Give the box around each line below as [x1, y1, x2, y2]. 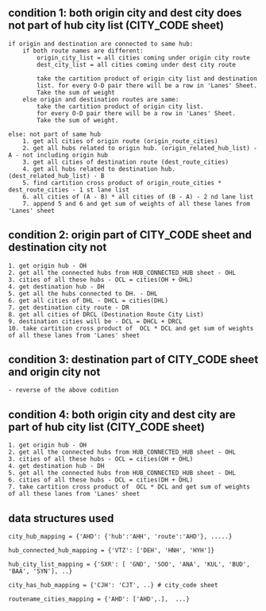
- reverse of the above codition [8, 386, 119, 394]
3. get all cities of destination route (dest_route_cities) [22, 158, 229, 166]
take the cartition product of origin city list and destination [37, 75, 258, 83]
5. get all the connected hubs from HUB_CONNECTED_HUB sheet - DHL [8, 469, 237, 478]
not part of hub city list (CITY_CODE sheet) [8, 19, 225, 33]
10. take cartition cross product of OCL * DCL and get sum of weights [8, 324, 254, 332]
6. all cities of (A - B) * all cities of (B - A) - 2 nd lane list [22, 192, 254, 201]
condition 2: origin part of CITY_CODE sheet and [8, 228, 253, 242]
